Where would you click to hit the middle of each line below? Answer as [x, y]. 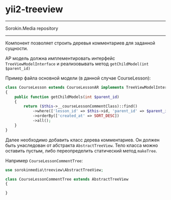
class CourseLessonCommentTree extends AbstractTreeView [67, 179]
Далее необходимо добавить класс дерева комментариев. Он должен [82, 140]
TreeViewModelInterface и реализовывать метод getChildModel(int [77, 64]
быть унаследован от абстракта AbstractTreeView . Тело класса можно [82, 145]
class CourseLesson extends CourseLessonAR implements [65, 87]
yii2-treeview [34, 9]
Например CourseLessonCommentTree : [44, 160]
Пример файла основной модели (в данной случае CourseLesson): [78, 78]
